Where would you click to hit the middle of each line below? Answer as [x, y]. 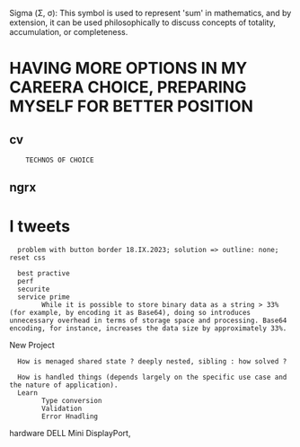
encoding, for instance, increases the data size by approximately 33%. [148, 329]
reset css [28, 258]
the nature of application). [64, 385]
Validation [62, 409]
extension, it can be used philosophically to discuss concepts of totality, [142, 22]
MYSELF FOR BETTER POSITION [132, 106]
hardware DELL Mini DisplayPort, [70, 434]
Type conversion [72, 401]
